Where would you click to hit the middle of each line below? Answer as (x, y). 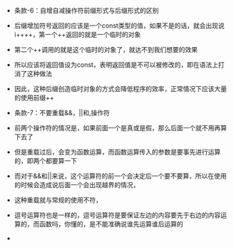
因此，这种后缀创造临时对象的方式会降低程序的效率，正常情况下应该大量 (120, 89)
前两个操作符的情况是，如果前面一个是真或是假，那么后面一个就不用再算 (120, 128)
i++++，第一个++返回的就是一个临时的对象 (77, 35)
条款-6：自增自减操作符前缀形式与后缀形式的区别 (86, 10)
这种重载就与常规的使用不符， (58, 200)
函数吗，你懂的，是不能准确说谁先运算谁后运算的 (111, 224)
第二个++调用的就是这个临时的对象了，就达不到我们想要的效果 (106, 49)
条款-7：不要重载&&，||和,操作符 (62, 113)
